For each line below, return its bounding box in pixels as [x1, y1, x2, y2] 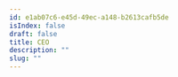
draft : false [9, 29, 58, 38]
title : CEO [9, 37, 50, 47]
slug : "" [9, 54, 42, 63]
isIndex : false [9, 21, 66, 30]
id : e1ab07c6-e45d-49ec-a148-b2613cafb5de [9, 12, 169, 22]
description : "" [9, 46, 69, 55]
